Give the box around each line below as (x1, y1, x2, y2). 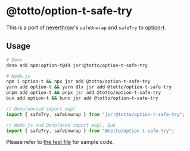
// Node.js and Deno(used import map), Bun (6, 122, 116, 128)
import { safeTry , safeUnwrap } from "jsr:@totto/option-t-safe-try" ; (6, 111, 185, 117)
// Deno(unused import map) (6, 106, 76, 112)
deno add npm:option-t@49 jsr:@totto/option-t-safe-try (6, 62, 148, 68)
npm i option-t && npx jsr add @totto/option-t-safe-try (6, 78, 151, 84)
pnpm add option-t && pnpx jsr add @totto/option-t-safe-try (6, 90, 161, 96)
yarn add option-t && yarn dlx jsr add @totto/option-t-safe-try (6, 84, 172, 90)
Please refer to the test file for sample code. (6, 139, 114, 146)
